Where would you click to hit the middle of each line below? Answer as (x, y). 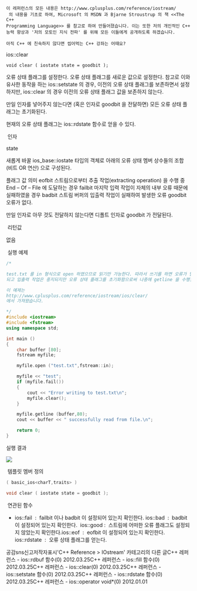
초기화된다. (34, 111)
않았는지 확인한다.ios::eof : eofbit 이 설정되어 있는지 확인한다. (93, 532)
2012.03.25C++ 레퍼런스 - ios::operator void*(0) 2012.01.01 (77, 582)
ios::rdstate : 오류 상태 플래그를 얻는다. (61, 539)
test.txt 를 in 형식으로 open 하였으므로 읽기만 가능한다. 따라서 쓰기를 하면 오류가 (96, 274)
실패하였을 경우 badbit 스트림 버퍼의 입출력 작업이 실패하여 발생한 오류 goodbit (96, 195)
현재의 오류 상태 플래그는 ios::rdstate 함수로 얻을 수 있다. (71, 124)
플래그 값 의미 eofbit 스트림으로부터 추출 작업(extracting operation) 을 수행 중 (96, 180)
